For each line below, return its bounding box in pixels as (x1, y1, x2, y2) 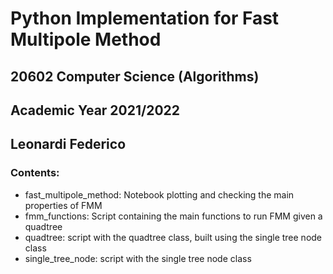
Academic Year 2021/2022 (10, 102, 181, 119)
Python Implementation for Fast (10, 7, 280, 30)
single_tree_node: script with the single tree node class (24, 252, 252, 264)
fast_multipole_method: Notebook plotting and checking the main (24, 188, 295, 201)
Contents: (10, 166, 60, 180)
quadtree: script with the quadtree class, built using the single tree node (24, 231, 323, 243)
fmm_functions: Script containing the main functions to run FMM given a (24, 210, 323, 222)
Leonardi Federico (10, 136, 127, 153)
